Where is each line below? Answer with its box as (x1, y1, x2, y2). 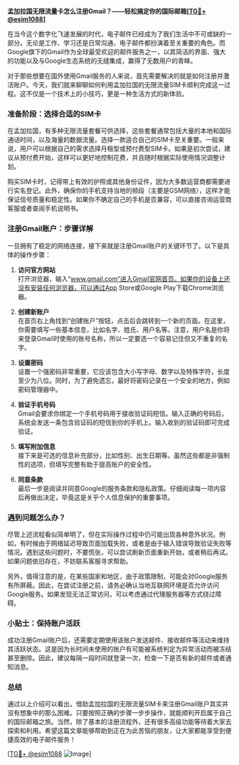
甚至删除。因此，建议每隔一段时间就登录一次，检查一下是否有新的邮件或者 (7, 654, 225, 662)
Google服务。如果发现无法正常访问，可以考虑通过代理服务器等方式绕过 (7, 589, 216, 598)
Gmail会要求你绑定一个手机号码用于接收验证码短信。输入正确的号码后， (17, 409, 228, 417)
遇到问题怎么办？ (7, 512, 66, 522)
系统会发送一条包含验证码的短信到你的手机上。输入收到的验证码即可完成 (17, 417, 230, 427)
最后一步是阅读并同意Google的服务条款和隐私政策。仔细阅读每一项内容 (17, 484, 226, 492)
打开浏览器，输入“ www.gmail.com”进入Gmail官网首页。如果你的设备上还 (17, 274, 230, 283)
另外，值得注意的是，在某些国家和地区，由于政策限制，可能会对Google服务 (7, 572, 228, 580)
